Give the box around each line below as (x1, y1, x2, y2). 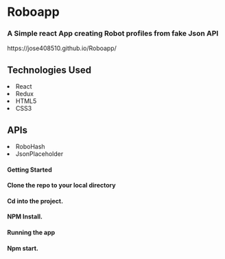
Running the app (7, 228, 56, 237)
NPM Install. (7, 212, 43, 221)
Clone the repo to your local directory (7, 181, 116, 190)
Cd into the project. (7, 196, 64, 205)
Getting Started (7, 166, 53, 174)
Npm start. (7, 244, 39, 252)
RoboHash (16, 142, 46, 151)
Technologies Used (7, 64, 91, 76)
